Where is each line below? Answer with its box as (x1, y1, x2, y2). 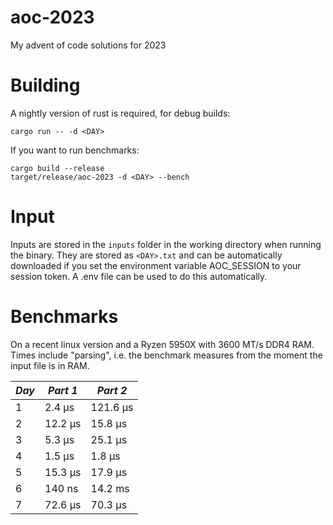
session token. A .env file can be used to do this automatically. (10, 270, 268, 282)
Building (10, 74, 81, 97)
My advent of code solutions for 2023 (10, 39, 167, 51)
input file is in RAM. (10, 359, 90, 371)
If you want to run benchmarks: (10, 144, 140, 156)
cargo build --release (10, 163, 105, 173)
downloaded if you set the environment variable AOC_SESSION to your (10, 259, 302, 271)
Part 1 (47, 383, 78, 397)
